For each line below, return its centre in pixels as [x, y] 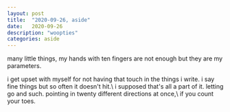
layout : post [26, 13]
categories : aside [33, 39]
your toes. [21, 101]
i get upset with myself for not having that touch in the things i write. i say [111, 79]
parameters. [24, 66]
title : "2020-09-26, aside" [49, 20]
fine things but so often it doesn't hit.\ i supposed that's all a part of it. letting [115, 87]
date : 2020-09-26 [35, 26]
